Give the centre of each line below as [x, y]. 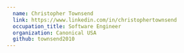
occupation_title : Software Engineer [67, 26]
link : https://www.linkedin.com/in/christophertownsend [95, 20]
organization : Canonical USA [55, 33]
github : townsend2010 [44, 39]
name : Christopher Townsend [53, 13]
